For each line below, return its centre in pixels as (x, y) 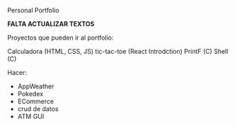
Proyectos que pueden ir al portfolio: (61, 38)
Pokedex (30, 94)
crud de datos (38, 109)
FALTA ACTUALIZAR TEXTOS (51, 24)
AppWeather (36, 86)
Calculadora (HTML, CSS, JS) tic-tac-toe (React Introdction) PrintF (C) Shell (118, 51)
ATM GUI (31, 116)
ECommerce (36, 101)
